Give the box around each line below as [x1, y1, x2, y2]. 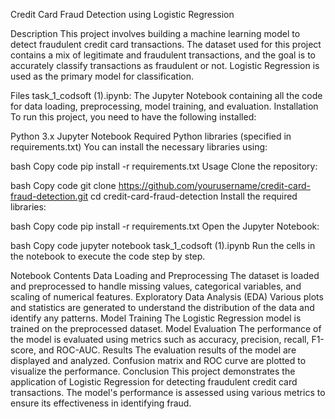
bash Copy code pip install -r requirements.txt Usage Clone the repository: [10, 160, 318, 172]
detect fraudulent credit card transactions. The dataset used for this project [10, 39, 322, 50]
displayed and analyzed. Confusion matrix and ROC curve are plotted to [10, 355, 307, 366]
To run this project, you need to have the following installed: [10, 111, 257, 123]
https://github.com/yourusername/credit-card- [118, 180, 311, 191]
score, [10, 344, 37, 356]
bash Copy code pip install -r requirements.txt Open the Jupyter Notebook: [10, 220, 320, 232]
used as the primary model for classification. [10, 70, 195, 82]
